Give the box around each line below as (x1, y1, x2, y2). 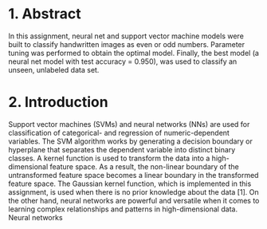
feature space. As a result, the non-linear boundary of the (49, 161, 239, 172)
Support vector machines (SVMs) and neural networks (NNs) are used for (8, 119, 250, 128)
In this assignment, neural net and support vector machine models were (8, 31, 245, 41)
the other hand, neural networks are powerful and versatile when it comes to (8, 195, 260, 205)
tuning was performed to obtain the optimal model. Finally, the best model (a (8, 48, 259, 57)
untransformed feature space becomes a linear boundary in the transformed (8, 170, 259, 180)
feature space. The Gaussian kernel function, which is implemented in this (8, 179, 252, 188)
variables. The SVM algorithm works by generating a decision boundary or (8, 136, 253, 146)
